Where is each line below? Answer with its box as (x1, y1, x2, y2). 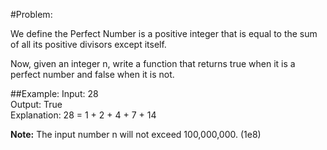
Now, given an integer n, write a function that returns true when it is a (10, 58, 296, 69)
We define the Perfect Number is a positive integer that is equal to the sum (10, 28, 318, 39)
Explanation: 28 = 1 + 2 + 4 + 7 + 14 (10, 109, 157, 121)
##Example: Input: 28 (10, 88, 99, 99)
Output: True (10, 99, 63, 110)
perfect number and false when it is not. (10, 69, 175, 80)
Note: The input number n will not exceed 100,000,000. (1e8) (10, 129, 262, 140)
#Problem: (10, 9, 53, 20)
